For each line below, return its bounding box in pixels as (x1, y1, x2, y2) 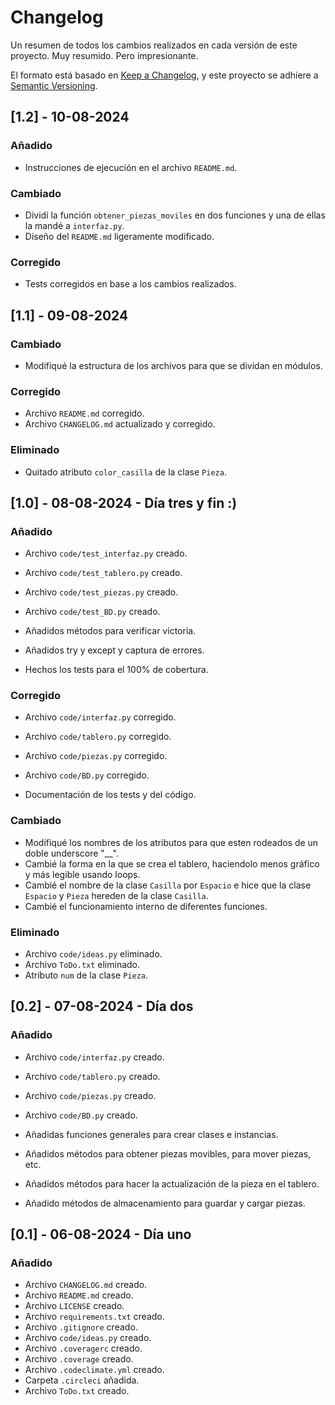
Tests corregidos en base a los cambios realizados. (24, 278, 237, 290)
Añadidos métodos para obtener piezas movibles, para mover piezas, (24, 1147, 312, 1160)
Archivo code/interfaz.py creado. (24, 1051, 165, 1063)
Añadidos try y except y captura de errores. (24, 644, 205, 656)
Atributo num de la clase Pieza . (24, 969, 149, 981)
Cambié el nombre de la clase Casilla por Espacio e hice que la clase (24, 879, 312, 891)
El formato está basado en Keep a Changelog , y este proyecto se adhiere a (10, 69, 319, 81)
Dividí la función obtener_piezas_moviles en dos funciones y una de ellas (24, 209, 326, 221)
